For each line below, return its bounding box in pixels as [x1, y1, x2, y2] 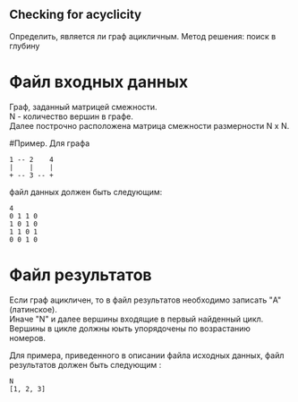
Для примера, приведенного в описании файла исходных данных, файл [9, 349, 285, 361]
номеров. [9, 332, 47, 343]
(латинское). [9, 304, 58, 314]
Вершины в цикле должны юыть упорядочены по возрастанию [9, 322, 251, 334]
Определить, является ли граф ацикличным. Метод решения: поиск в [9, 30, 277, 41]
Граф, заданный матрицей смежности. [9, 101, 158, 112]
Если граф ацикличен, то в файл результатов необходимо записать [9, 295, 268, 305]
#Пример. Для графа [9, 138, 90, 149]
